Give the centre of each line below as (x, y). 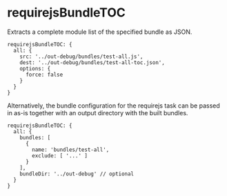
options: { (35, 68)
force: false (44, 75)
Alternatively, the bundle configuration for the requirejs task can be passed (114, 106)
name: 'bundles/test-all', (71, 150)
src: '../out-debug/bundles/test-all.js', (81, 57)
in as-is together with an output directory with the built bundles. (98, 112)
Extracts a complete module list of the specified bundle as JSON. (100, 32)
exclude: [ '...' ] (60, 156)
